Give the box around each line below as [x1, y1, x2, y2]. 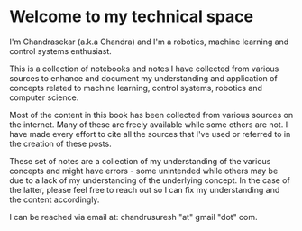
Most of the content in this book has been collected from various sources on [9, 109, 294, 120]
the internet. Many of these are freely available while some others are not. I [9, 119, 288, 130]
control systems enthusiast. [9, 45, 113, 56]
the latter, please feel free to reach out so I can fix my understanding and [9, 184, 280, 195]
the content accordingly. [9, 194, 100, 205]
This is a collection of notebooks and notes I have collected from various [9, 63, 279, 74]
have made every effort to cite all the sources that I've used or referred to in [9, 128, 291, 139]
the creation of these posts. [9, 138, 112, 149]
